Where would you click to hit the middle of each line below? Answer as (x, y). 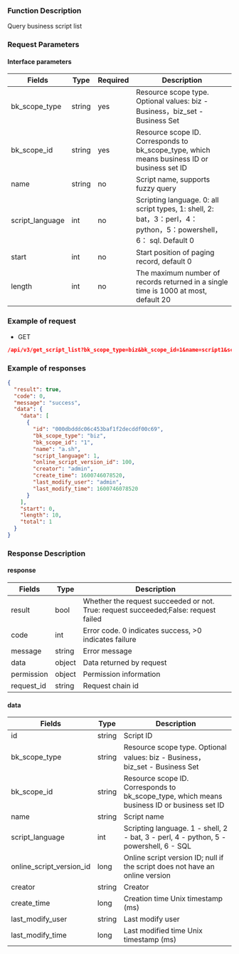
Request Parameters (43, 45)
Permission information (122, 674)
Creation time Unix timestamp (173, 898)
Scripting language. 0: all (177, 200)
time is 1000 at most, (172, 291)
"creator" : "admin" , (63, 469)
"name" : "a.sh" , (57, 449)
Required (113, 81)
